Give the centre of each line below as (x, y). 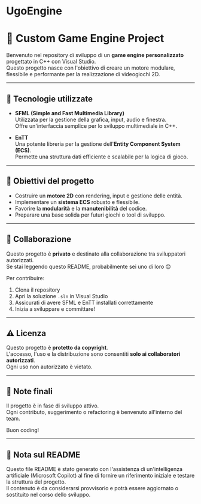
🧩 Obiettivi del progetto (50, 181)
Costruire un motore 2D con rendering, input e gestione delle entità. (98, 196)
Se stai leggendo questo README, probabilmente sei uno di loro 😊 (89, 266)
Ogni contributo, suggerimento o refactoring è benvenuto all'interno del (94, 412)
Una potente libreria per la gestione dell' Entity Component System (98, 144)
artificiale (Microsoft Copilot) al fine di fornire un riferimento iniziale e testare (100, 475)
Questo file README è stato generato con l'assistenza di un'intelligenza (95, 469)
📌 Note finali (29, 391)
